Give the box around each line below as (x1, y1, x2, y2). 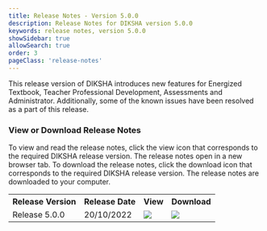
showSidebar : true (8, 34, 70, 43)
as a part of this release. (8, 104, 89, 113)
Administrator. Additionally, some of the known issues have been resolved (8, 96, 254, 105)
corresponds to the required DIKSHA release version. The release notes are (8, 168, 260, 178)
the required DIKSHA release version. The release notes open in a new (8, 151, 243, 161)
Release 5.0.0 (12, 209, 65, 221)
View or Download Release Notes (8, 124, 141, 135)
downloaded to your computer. (8, 177, 111, 187)
